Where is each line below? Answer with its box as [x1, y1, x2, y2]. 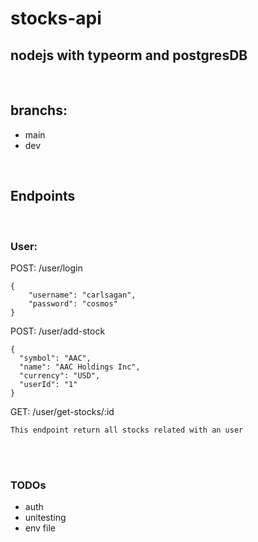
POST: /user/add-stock [10, 325, 106, 337]
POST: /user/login [10, 262, 83, 274]
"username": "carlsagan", [28, 290, 137, 300]
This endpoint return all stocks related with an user [10, 425, 244, 435]
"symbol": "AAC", [19, 353, 92, 363]
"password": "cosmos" [28, 298, 118, 309]
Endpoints [10, 188, 76, 205]
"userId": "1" [19, 379, 78, 389]
